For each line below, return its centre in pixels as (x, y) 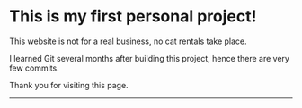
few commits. (35, 68)
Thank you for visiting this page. (69, 85)
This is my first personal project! (133, 17)
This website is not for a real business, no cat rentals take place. (128, 41)
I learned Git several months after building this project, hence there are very (150, 58)
